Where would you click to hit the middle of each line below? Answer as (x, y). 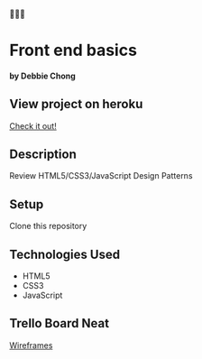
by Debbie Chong (43, 76)
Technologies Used (64, 254)
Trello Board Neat (60, 323)
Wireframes (31, 345)
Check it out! (33, 125)
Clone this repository (48, 226)
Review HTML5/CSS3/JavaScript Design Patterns (101, 176)
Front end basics (73, 51)
